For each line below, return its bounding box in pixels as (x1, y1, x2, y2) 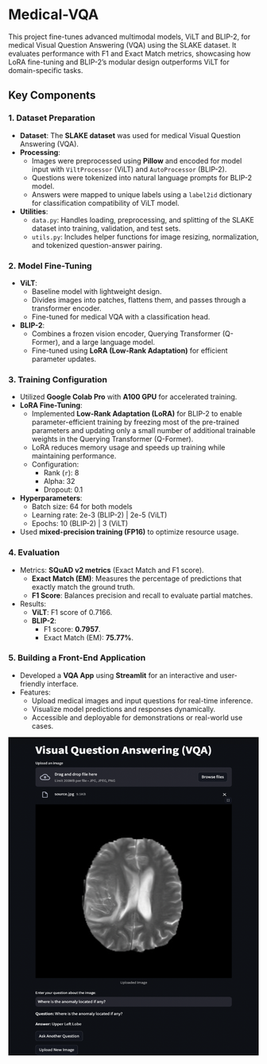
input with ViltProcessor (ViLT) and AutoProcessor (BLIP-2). (31, 164, 227, 174)
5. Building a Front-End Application (8, 652, 146, 664)
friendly (19, 679, 46, 688)
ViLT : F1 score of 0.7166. (31, 607, 113, 617)
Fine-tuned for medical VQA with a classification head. (31, 311, 211, 321)
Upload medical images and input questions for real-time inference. (31, 695, 253, 705)
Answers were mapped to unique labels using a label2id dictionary (31, 189, 253, 199)
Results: (19, 598, 46, 609)
